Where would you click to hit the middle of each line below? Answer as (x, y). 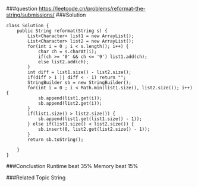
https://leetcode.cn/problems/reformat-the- (92, 9)
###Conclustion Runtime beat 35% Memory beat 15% (72, 166)
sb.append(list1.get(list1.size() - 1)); (90, 119)
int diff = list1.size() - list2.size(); (80, 72)
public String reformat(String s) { (62, 31)
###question (22, 9)
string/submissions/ (30, 15)
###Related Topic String (36, 178)
